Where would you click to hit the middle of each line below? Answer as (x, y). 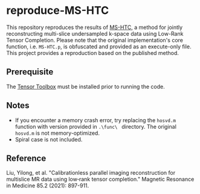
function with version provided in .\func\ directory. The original (96, 126)
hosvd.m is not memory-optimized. (57, 133)
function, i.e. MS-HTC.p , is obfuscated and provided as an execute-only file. (99, 47)
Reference (26, 158)
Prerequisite (30, 72)
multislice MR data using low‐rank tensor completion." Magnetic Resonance (100, 179)
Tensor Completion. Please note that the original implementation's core (95, 40)
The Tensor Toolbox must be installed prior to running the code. (85, 86)
